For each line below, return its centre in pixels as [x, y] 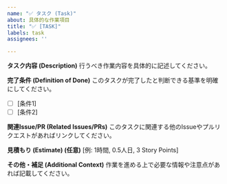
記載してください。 [46, 174]
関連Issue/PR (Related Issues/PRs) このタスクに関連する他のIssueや [105, 127]
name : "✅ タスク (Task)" [42, 13]
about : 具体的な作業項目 [39, 20]
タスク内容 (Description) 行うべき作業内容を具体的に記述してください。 [109, 65]
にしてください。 [31, 89]
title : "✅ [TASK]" [34, 26]
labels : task [26, 33]
